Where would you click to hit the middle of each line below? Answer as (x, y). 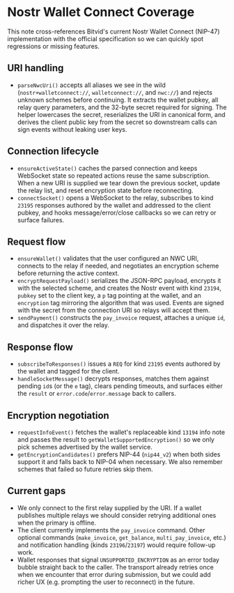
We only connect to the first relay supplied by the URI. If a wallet (109, 508)
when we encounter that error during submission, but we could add (114, 574)
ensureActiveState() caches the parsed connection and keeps (107, 168)
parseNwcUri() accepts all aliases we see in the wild (91, 85)
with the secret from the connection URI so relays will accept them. (114, 310)
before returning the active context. (68, 273)
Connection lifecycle (53, 152)
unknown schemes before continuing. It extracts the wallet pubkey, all (118, 100)
